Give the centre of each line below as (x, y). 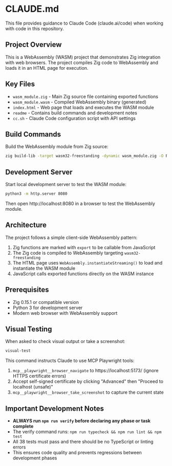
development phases (35, 458)
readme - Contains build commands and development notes (75, 113)
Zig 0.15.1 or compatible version (46, 302)
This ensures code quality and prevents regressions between (77, 453)
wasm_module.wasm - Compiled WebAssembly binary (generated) (80, 102)
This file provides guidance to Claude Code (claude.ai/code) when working (84, 23)
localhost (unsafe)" (33, 387)
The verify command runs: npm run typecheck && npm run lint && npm (87, 432)
